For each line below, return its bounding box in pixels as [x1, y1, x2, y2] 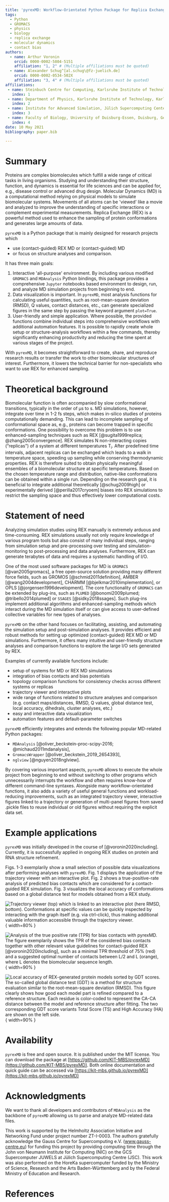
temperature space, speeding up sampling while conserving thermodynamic [5, 455, 163, 461]
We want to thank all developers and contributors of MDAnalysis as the [5, 1107, 150, 1113]
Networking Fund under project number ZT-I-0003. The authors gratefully [5, 1133, 158, 1139]
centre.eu [5, 1143, 25, 1150]
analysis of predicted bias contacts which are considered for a [5, 880, 135, 886]
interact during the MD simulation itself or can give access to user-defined [5, 606, 159, 612]
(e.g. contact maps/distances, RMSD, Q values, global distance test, [12, 700, 153, 706]
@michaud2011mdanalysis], [12, 746, 70, 752]
